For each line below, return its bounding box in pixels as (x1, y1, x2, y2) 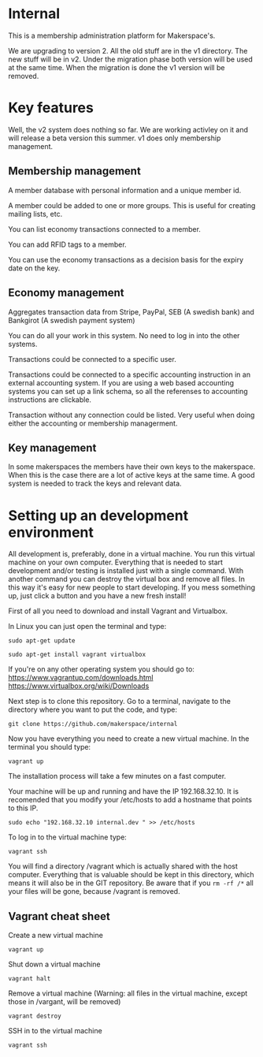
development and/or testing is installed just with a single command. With (8, 566, 244, 575)
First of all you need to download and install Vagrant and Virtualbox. (8, 606, 228, 616)
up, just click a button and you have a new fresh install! (8, 591, 187, 601)
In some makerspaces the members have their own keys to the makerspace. (8, 462, 256, 471)
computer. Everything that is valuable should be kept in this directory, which (8, 870, 254, 880)
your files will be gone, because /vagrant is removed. (8, 887, 180, 896)
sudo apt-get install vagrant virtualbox (8, 651, 146, 659)
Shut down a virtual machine (8, 959, 101, 970)
